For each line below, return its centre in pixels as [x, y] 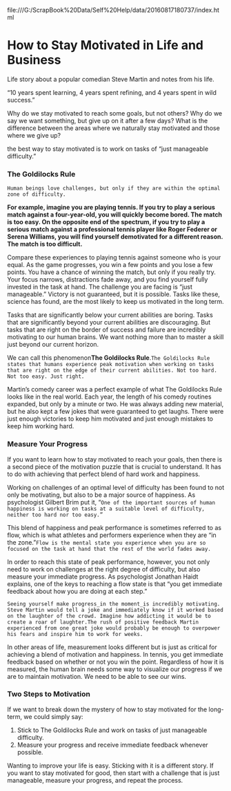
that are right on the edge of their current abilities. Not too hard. [112, 371]
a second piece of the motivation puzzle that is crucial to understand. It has [114, 466]
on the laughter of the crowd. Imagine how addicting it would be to [109, 616]
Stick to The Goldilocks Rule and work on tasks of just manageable [112, 730]
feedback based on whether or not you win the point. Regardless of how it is [115, 662]
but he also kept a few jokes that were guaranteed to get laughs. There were [115, 412]
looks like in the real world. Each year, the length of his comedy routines [109, 397]
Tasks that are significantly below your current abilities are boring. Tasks [110, 315]
